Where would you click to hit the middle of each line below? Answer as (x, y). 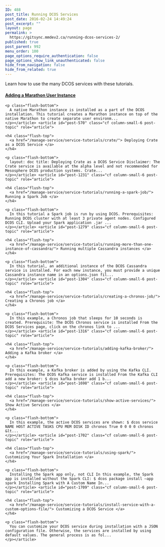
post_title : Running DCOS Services (42, 14)
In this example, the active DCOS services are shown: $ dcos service (84, 423)
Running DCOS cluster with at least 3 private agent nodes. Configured (80, 219)
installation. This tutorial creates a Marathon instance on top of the (82, 115)
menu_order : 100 (22, 51)
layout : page (19, 28)
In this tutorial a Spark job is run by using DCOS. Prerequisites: (82, 214)
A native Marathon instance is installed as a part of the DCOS (77, 110)
